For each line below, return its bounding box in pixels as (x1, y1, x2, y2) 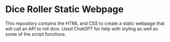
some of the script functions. (5, 31, 67, 37)
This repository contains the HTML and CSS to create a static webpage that (5, 20, 165, 26)
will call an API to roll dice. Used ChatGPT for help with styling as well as (5, 25, 158, 31)
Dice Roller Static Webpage (5, 4, 124, 15)
